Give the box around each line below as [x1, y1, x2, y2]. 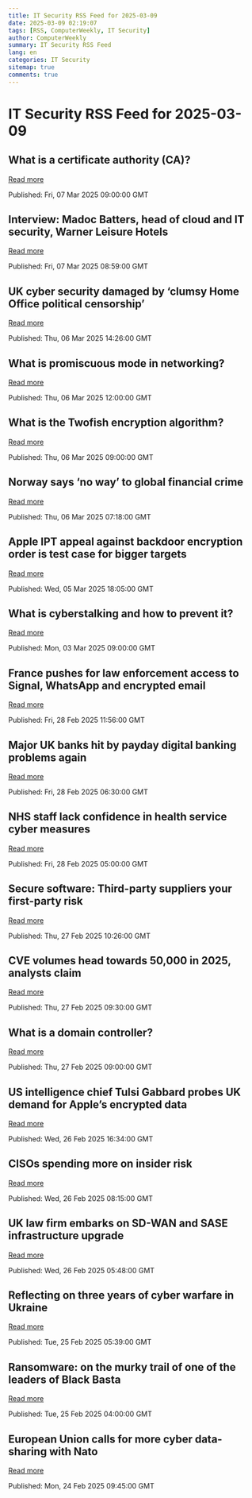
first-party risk [8, 894, 83, 908]
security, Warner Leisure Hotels [8, 226, 169, 239]
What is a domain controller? [8, 1025, 153, 1039]
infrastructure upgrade [8, 1229, 124, 1243]
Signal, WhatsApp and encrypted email [8, 678, 206, 692]
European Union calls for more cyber [8, 1432, 193, 1446]
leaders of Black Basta [8, 1373, 121, 1386]
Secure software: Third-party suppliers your [8, 882, 232, 896]
